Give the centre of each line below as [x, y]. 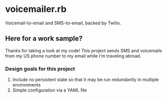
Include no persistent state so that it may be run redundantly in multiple [85, 80]
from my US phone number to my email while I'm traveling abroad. [73, 56]
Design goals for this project [40, 69]
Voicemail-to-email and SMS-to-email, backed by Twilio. [63, 23]
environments [26, 85]
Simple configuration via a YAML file [50, 90]
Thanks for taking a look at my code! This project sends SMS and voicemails [84, 50]
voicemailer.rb [36, 9]
